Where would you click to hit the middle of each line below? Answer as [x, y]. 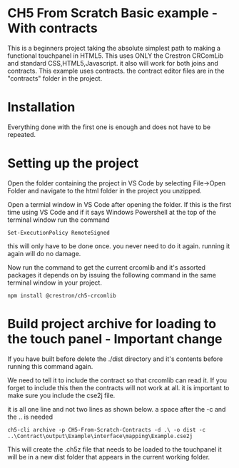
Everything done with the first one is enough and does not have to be [109, 127]
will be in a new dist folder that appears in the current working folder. [109, 457]
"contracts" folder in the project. [55, 78]
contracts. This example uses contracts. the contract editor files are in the [116, 71]
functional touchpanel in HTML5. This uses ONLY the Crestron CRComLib [116, 56]
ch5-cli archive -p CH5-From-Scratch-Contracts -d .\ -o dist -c [106, 429]
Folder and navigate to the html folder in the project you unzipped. [105, 190]
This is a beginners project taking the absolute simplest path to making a [114, 48]
